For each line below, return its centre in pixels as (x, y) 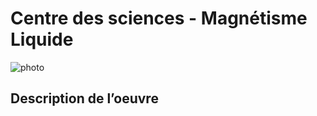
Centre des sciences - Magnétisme (159, 18)
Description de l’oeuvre (84, 98)
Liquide (42, 39)
